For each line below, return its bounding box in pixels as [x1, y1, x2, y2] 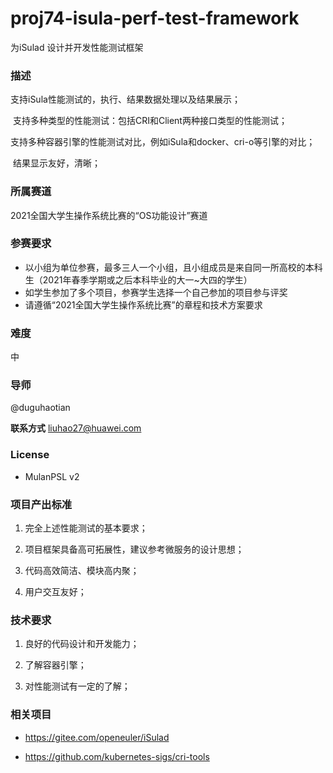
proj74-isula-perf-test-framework [10, 7, 300, 30]
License [10, 448, 50, 462]
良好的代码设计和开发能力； [24, 638, 140, 650]
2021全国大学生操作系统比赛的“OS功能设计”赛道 [10, 209, 208, 221]
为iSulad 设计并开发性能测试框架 [10, 41, 144, 53]
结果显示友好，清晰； [12, 157, 101, 169]
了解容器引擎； [24, 659, 87, 671]
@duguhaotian [10, 402, 71, 414]
